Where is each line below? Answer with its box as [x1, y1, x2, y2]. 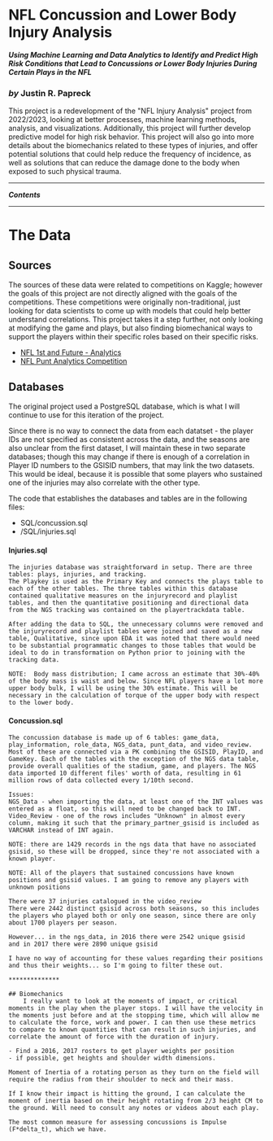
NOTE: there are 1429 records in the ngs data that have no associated [8, 841, 256, 849]
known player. [8, 855, 57, 863]
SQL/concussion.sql [19, 518, 88, 528]
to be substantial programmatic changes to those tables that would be [8, 641, 256, 650]
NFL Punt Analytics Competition [19, 356, 128, 366]
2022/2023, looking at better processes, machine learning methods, [8, 115, 237, 125]
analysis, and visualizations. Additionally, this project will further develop [8, 124, 251, 133]
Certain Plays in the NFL [8, 67, 92, 77]
